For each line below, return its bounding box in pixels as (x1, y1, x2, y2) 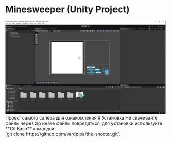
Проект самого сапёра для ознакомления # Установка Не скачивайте (5, 115, 158, 121)
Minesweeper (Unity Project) (5, 4, 130, 15)
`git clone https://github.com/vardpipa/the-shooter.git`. (5, 131, 121, 137)
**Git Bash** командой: (5, 126, 56, 132)
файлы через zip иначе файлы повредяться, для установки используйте (5, 120, 163, 126)
